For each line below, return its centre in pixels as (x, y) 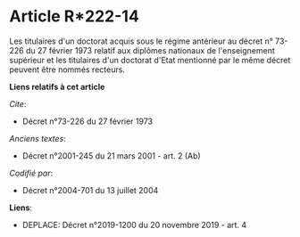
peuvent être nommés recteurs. (67, 69)
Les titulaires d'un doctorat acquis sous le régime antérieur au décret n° (142, 41)
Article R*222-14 (75, 16)
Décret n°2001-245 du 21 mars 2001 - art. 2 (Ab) (111, 155)
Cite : (18, 103)
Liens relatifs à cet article (57, 86)
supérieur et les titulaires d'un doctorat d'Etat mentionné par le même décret (150, 60)
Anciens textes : (38, 138)
